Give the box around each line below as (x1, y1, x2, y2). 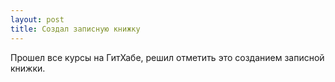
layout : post (10, 14, 65, 25)
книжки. (10, 62, 46, 74)
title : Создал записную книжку (10, 24, 141, 34)
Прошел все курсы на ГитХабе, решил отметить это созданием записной (10, 51, 325, 63)
